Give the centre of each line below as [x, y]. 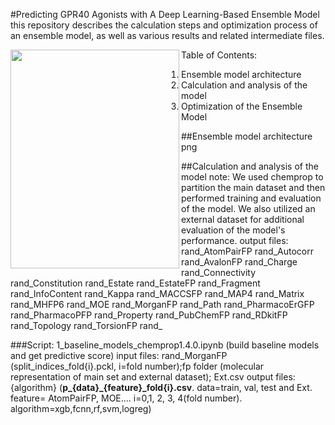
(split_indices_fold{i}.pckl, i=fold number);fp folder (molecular [137, 366]
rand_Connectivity [219, 272]
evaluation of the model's [233, 230]
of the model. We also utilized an [248, 208]
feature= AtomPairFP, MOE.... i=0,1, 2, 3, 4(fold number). [126, 398]
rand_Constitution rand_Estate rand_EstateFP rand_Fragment [135, 283]
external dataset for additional [243, 219]
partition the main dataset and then [253, 187]
